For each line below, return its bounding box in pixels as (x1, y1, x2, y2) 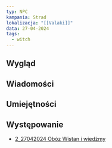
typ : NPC (6, 8, 28, 15)
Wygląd (6, 58, 36, 69)
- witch (11, 36, 31, 42)
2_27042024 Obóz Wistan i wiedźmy (14, 135, 106, 142)
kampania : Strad (6, 14, 46, 20)
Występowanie (6, 119, 64, 129)
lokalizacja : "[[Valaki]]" (6, 20, 73, 26)
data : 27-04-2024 (6, 25, 49, 32)
